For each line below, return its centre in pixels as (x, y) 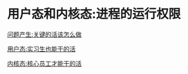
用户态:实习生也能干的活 (41, 49)
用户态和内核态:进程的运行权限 (94, 14)
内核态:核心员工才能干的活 (45, 63)
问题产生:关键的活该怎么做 (45, 34)
